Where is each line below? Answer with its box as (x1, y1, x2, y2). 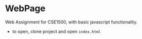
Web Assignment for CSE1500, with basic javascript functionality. (5, 19, 138, 25)
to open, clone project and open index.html (12, 28, 101, 34)
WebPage (5, 3, 46, 14)
